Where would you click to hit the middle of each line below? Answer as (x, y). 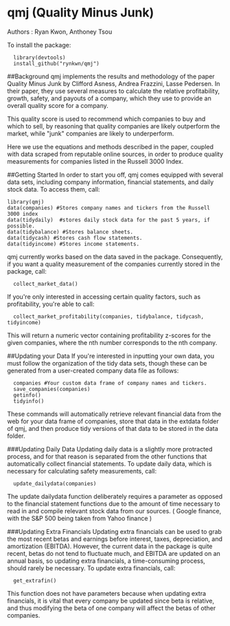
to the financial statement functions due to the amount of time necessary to (114, 504)
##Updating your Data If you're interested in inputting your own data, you (111, 356)
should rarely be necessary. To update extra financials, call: (91, 568)
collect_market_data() (46, 284)
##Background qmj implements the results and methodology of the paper (111, 76)
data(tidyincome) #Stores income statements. (73, 244)
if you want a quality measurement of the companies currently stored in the (114, 264)
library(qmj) (26, 202)
